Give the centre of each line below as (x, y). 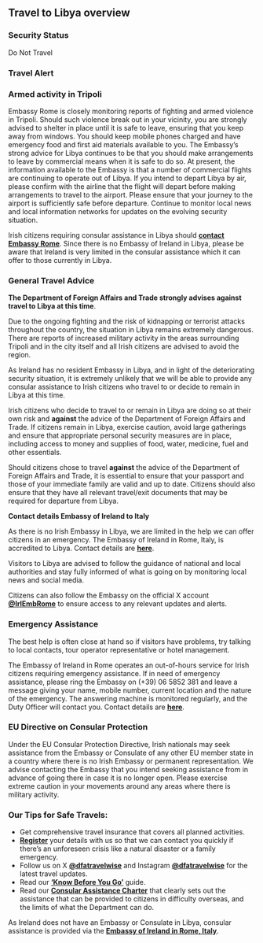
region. (20, 355)
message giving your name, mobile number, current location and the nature (130, 690)
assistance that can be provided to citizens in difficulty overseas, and (131, 899)
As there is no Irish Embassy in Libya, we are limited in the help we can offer (131, 531)
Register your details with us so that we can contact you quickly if (126, 841)
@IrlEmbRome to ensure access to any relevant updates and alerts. (118, 604)
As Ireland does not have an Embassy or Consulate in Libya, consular (120, 923)
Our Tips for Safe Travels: (58, 815)
